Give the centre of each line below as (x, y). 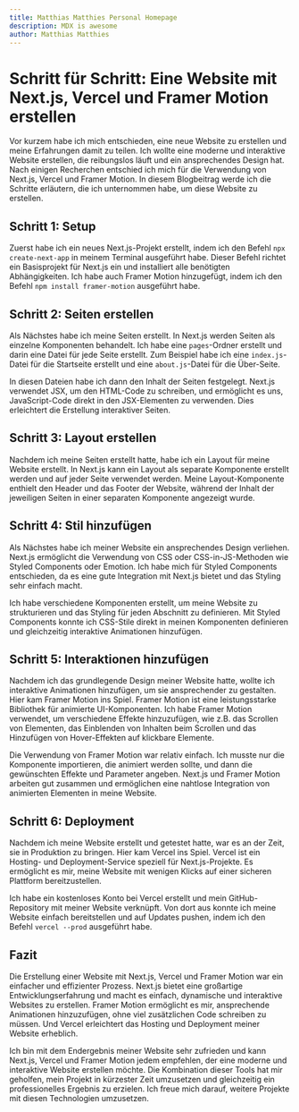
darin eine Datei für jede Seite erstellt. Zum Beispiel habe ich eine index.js (146, 354)
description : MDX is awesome (63, 26)
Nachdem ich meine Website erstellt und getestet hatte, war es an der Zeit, (147, 843)
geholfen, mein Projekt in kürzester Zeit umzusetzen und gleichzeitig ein (142, 1079)
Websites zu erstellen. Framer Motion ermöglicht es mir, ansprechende (140, 1005)
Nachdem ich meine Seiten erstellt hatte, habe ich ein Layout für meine (140, 459)
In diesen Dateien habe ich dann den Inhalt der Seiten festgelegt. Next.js (142, 381)
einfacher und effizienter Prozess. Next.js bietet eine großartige (126, 986)
